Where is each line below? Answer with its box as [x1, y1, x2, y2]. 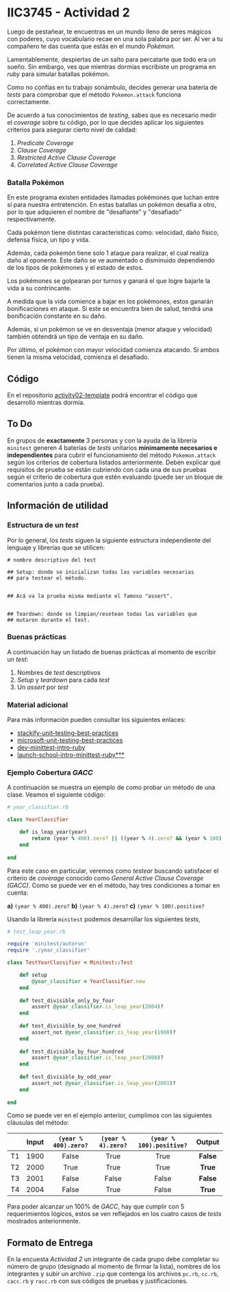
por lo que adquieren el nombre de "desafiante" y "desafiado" [7, 208, 182, 216]
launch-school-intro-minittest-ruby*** [16, 751, 125, 759]
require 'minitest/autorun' [7, 941, 88, 947]
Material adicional [7, 700, 68, 710]
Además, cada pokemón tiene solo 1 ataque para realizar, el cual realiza [7, 249, 209, 258]
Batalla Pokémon [7, 177, 64, 187]
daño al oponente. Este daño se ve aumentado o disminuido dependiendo [7, 256, 215, 264]
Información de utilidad [7, 500, 109, 512]
